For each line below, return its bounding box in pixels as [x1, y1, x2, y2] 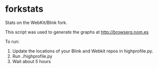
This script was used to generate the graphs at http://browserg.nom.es [5, 29, 149, 35]
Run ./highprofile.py [12, 53, 53, 59]
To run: [5, 38, 20, 45]
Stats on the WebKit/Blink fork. [5, 20, 67, 25]
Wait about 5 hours [12, 58, 51, 64]
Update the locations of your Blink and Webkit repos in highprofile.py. [12, 48, 154, 54]
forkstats [5, 3, 43, 15]
